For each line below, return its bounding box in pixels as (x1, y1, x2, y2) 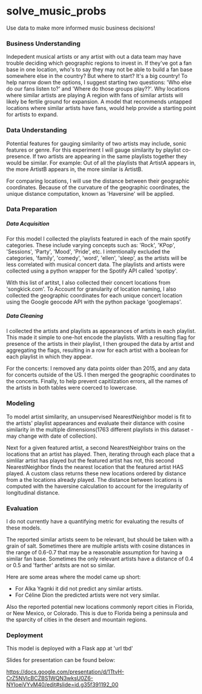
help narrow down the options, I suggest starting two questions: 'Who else (6, 79, 192, 86)
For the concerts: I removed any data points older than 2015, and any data (6, 365, 191, 372)
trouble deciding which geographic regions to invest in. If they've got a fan (6, 59, 192, 67)
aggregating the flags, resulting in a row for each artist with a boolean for (6, 346, 189, 354)
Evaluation (6, 504, 38, 512)
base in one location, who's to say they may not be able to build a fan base (6, 66, 192, 73)
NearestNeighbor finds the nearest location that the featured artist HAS (6, 463, 184, 470)
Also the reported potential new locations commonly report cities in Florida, (6, 603, 194, 610)
